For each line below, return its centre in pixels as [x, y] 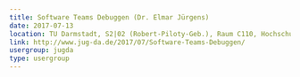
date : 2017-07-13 [42, 26]
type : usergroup [39, 58]
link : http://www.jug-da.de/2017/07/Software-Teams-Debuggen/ [127, 42]
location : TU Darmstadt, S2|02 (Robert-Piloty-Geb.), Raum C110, [133, 34]
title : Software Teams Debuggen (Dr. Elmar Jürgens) [109, 17]
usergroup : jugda [42, 50]
